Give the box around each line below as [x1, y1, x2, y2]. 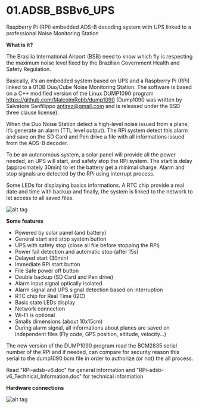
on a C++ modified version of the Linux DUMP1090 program [6, 90, 154, 97]
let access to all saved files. [6, 194, 74, 201]
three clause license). [6, 109, 59, 116]
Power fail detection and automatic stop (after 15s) [14, 248, 139, 255]
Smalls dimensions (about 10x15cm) [14, 318, 103, 325]
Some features [6, 217, 43, 225]
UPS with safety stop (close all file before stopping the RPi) [14, 241, 160, 248]
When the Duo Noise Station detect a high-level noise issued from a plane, [6, 120, 189, 127]
